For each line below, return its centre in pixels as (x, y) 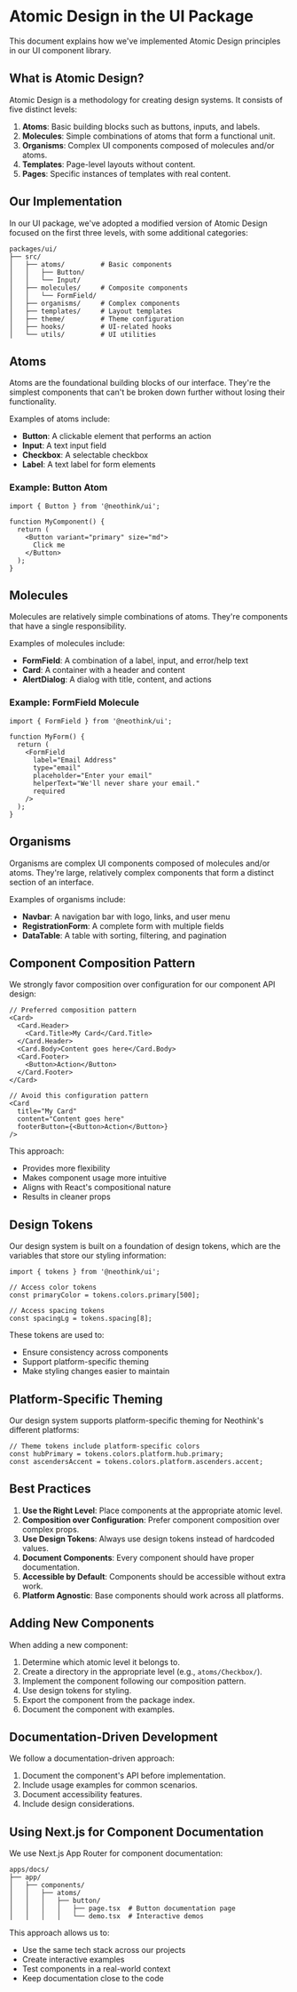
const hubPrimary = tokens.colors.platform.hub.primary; (117, 1454)
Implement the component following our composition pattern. (134, 1681)
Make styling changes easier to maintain (96, 1372)
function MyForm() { (47, 736)
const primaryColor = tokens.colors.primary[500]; (105, 1295)
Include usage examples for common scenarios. (109, 1785)
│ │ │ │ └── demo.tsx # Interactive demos (106, 1916)
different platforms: (44, 1430)
